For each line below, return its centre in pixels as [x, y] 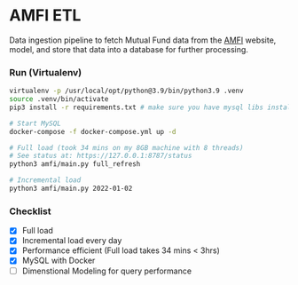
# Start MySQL [35, 123]
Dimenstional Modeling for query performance [107, 271]
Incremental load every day [72, 241]
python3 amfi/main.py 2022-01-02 [71, 189]
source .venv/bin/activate [59, 99]
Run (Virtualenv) [46, 72]
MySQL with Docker [59, 261]
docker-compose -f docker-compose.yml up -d [93, 131]
